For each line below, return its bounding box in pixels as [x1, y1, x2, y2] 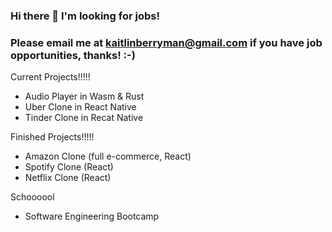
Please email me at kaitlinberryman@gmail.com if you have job [10, 35, 323, 49]
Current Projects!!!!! [10, 71, 91, 83]
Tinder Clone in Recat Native [24, 112, 144, 124]
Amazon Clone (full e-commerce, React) [24, 150, 192, 163]
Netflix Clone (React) [24, 172, 112, 184]
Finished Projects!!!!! [10, 131, 95, 143]
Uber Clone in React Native [24, 101, 137, 113]
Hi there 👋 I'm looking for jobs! [10, 9, 160, 23]
